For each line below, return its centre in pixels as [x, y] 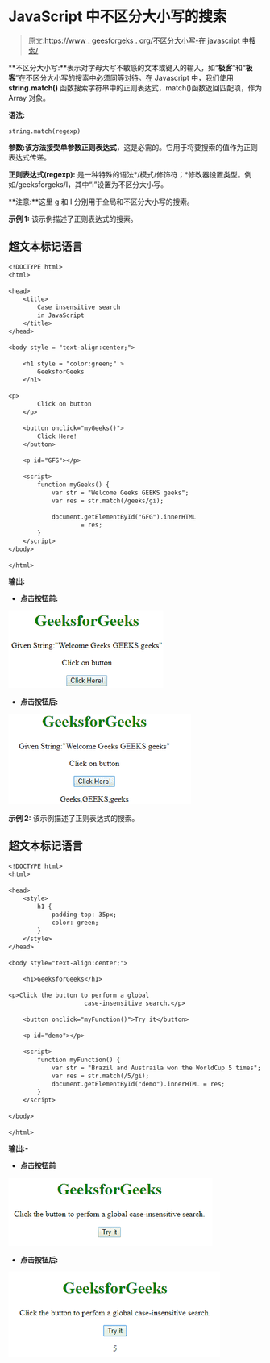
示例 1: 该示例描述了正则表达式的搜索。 [73, 219]
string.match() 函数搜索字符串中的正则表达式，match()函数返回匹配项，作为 [135, 88]
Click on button [64, 404]
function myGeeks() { [74, 485]
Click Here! [58, 436]
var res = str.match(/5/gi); [100, 1076]
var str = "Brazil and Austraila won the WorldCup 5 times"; [156, 1068]
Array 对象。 [29, 98]
